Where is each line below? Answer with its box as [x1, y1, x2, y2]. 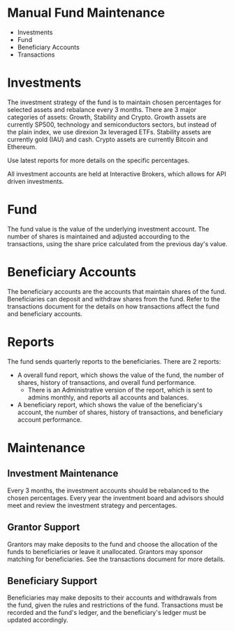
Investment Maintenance [7, 467, 119, 480]
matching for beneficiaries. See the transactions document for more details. [7, 555, 226, 563]
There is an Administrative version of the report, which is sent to [27, 385, 213, 394]
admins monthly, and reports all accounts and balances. [27, 393, 189, 402]
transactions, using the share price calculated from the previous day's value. [7, 239, 228, 248]
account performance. [17, 415, 82, 424]
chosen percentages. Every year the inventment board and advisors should [7, 493, 224, 502]
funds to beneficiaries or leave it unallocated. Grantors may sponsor [7, 547, 203, 555]
